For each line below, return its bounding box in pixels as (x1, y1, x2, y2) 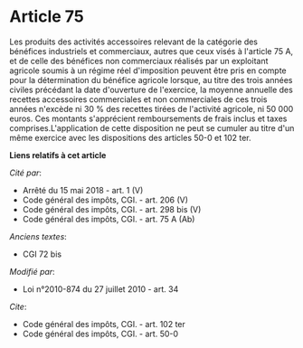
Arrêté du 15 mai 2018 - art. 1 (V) (22, 184, 144, 195)
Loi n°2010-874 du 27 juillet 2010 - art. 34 (22, 283, 179, 295)
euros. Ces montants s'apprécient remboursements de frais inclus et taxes (9, 113, 288, 124)
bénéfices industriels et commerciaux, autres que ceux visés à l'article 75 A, (9, 45, 294, 56)
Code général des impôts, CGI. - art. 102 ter (22, 318, 185, 329)
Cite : (9, 301, 27, 312)
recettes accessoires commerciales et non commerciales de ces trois (9, 93, 268, 105)
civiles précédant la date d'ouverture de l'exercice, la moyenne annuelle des (9, 84, 294, 95)
